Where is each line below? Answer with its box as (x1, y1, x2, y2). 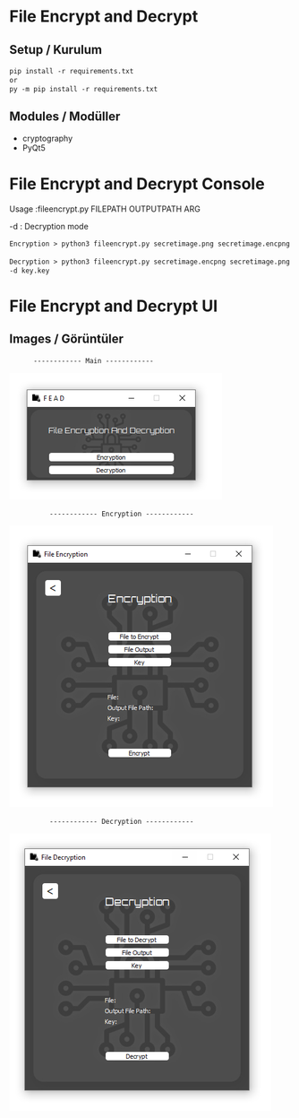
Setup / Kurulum (9, 42, 103, 57)
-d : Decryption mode (9, 221, 90, 231)
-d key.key (9, 266, 50, 275)
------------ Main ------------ (32, 356, 154, 365)
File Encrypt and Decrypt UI (9, 296, 218, 316)
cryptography (21, 133, 73, 143)
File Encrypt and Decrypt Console (9, 174, 266, 194)
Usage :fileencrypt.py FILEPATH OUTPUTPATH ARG (9, 204, 201, 214)
